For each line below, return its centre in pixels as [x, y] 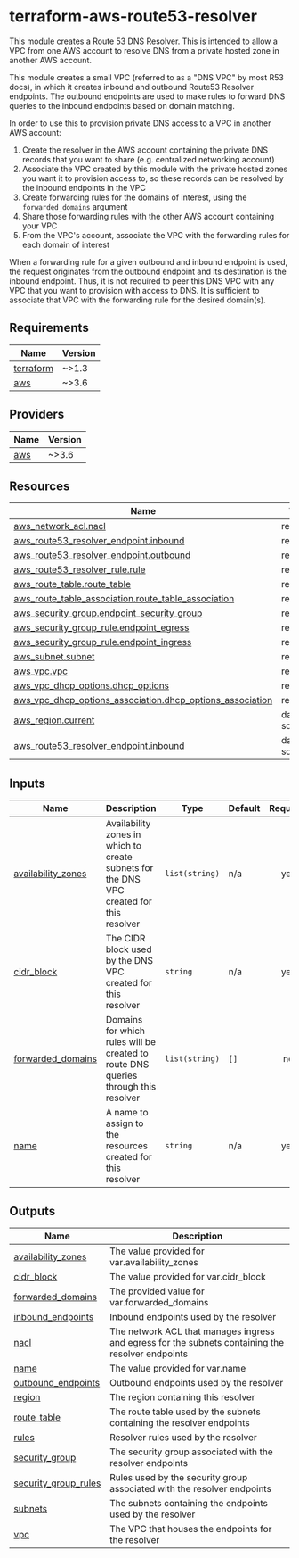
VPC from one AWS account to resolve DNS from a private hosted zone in [145, 50]
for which [125, 1031]
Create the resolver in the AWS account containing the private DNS [145, 150]
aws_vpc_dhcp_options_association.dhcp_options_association [143, 700]
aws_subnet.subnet [54, 657]
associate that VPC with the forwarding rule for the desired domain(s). [138, 300]
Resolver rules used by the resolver [184, 1437]
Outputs [32, 1211]
